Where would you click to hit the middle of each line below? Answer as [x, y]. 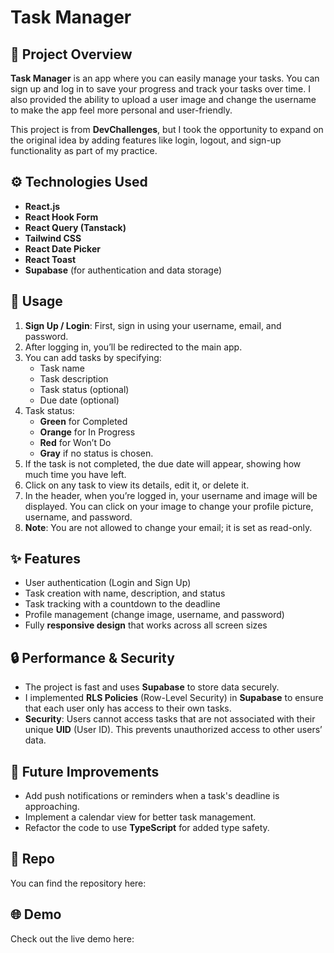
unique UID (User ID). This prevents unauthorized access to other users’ [173, 730]
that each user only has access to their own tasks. [128, 708]
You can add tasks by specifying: [93, 357]
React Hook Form [61, 217]
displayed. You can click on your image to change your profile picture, [169, 506]
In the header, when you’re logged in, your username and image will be [171, 495]
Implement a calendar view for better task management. [140, 817]
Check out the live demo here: [72, 938]
